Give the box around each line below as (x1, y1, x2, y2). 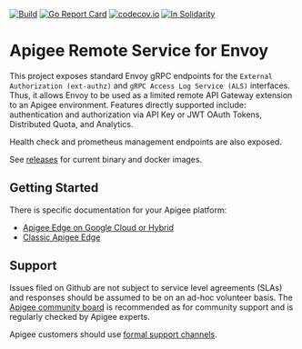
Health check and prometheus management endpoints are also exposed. (9, 136, 282, 147)
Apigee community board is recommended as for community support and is (9, 301, 294, 313)
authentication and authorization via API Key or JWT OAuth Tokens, (9, 109, 262, 120)
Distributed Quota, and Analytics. (9, 118, 134, 129)
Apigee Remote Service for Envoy (9, 41, 269, 61)
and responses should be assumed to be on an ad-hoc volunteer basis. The (9, 292, 293, 303)
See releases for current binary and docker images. (9, 154, 203, 165)
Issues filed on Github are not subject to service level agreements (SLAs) (9, 282, 283, 293)
